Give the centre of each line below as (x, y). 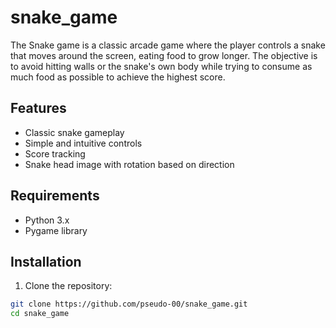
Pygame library (56, 230)
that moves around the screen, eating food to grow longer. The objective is (164, 55)
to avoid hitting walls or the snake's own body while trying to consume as (161, 66)
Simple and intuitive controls (83, 143)
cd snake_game (40, 314)
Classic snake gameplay (74, 132)
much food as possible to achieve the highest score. (118, 77)
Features (38, 108)
